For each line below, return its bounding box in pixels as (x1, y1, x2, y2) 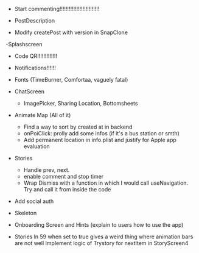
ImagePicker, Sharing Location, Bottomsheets (23, 100, 138, 107)
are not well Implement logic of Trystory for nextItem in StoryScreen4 (14, 240, 189, 246)
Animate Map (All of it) (14, 112, 71, 118)
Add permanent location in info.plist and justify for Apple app (23, 137, 177, 143)
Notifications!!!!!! (14, 64, 56, 71)
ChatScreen (14, 88, 45, 95)
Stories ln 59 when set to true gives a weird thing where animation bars (14, 233, 194, 240)
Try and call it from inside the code (23, 186, 111, 193)
